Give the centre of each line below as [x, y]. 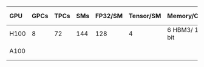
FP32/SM [109, 16]
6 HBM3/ [180, 30]
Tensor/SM [145, 16]
